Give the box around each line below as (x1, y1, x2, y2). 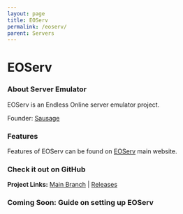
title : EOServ (7, 17, 49, 24)
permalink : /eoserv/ (7, 23, 68, 30)
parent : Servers (7, 29, 54, 37)
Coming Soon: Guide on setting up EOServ (7, 198, 154, 208)
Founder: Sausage (7, 114, 60, 122)
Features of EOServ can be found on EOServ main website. (7, 147, 177, 155)
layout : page (7, 10, 45, 17)
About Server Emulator (7, 84, 87, 94)
